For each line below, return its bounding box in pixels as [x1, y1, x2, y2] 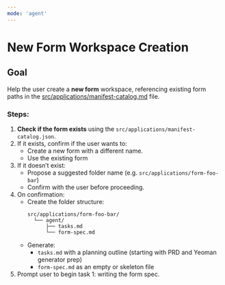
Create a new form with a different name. [27, 147, 144, 155]
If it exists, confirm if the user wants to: [16, 139, 128, 147]
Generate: [27, 240, 56, 249]
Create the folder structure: [27, 197, 105, 206]
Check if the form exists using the [16, 125, 115, 133]
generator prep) [37, 255, 83, 264]
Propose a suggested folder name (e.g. [27, 169, 138, 177]
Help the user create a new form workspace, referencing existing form [7, 85, 207, 93]
